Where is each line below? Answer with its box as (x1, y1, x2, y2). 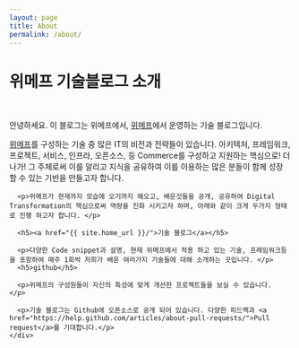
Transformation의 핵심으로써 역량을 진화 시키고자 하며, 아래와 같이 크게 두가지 (9, 202, 271, 211)
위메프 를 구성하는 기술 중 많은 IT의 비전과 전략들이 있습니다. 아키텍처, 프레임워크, (9, 139, 291, 150)
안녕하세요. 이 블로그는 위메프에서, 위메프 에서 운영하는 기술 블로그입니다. (9, 120, 262, 131)
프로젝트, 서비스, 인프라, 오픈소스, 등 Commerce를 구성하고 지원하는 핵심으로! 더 (9, 150, 291, 161)
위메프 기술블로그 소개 (9, 71, 161, 91)
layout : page (9, 13, 58, 22)
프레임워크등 (250, 246, 287, 256)
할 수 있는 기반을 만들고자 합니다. (9, 172, 124, 184)
